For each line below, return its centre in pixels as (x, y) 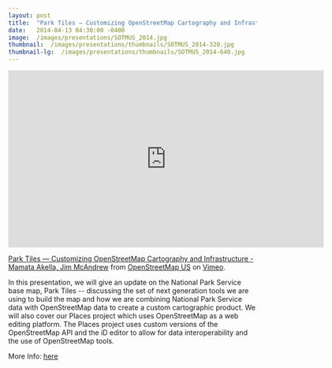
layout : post (30, 15)
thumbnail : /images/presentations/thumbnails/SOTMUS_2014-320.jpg (121, 45)
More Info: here (33, 356)
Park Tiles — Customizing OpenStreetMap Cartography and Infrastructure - (131, 258)
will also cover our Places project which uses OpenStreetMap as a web (123, 316)
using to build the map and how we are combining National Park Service (125, 299)
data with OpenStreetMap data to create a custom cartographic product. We (132, 307)
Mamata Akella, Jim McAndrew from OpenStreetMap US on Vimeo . (117, 267)
